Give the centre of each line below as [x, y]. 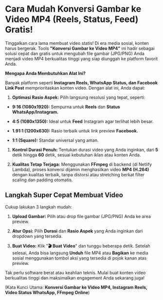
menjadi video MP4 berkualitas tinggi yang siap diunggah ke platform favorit [81, 58]
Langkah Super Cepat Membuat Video [64, 195]
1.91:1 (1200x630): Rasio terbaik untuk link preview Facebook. [75, 131]
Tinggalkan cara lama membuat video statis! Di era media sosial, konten [77, 43]
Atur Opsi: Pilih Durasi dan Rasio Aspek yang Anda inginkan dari [77, 231]
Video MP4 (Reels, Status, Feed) [72, 19]
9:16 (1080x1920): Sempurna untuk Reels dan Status [66, 107]
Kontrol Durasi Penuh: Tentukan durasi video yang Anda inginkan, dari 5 [85, 150]
